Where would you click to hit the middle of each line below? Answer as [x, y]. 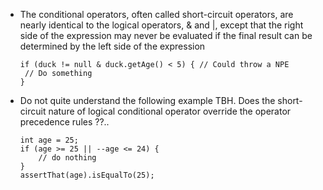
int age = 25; [49, 140]
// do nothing [67, 158]
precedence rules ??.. [64, 122]
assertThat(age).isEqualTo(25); [87, 175]
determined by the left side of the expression [112, 46]
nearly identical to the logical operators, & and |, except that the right [161, 25]
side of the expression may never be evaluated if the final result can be [166, 35]
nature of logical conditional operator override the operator [170, 111]
